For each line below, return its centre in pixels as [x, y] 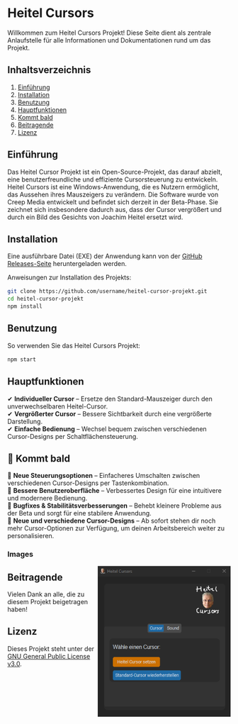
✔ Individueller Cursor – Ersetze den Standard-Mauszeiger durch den [110, 399]
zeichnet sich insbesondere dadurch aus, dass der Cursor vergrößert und [114, 209]
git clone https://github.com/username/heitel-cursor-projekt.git [107, 291]
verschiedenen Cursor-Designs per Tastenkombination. [88, 483]
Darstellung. [25, 421]
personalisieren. [31, 536]
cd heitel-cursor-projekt [45, 299]
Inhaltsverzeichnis [49, 70]
